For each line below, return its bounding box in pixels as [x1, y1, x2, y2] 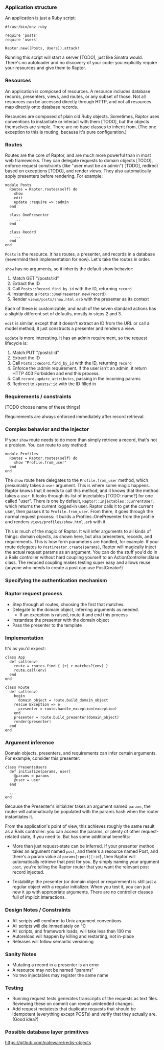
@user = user [14, 778, 41, 783]
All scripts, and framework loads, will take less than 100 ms [12, 928, 131, 934]
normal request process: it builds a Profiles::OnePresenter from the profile [5, 513, 154, 520]
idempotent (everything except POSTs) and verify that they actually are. [12, 1011, 157, 1017]
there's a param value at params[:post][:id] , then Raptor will [12, 854, 136, 860]
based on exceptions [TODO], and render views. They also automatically [5, 168, 152, 174]
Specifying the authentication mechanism [5, 577, 107, 584]
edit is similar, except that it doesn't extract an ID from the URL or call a [5, 320, 150, 326]
